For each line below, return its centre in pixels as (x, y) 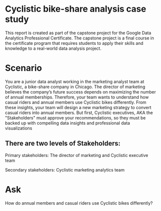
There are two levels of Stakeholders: (63, 144)
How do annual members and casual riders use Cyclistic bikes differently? (79, 203)
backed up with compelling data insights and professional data (67, 123)
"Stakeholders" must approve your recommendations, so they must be (75, 117)
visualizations (19, 128)
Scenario (24, 68)
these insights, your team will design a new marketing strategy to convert (78, 107)
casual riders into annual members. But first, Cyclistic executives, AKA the (79, 113)
